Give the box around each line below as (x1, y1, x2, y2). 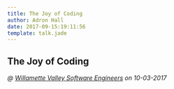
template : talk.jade (7, 29, 68, 37)
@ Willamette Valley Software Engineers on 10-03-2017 (7, 74, 167, 82)
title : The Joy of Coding (7, 10, 82, 17)
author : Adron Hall (7, 17, 64, 24)
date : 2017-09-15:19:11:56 (7, 23, 86, 30)
